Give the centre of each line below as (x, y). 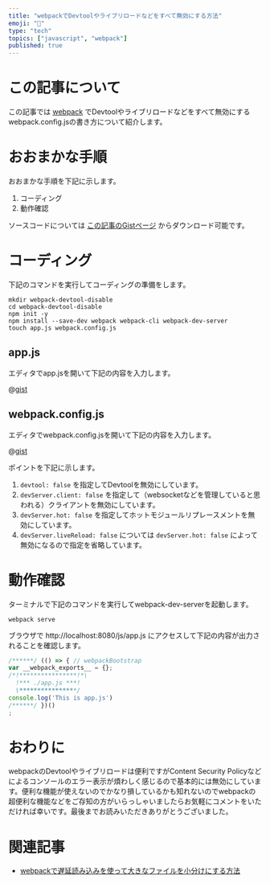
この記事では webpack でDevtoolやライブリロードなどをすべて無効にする (129, 112)
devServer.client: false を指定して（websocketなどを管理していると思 (140, 495)
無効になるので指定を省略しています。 (83, 544)
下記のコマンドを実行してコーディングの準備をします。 (99, 284)
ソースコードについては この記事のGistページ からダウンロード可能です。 (129, 225)
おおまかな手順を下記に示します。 (64, 181)
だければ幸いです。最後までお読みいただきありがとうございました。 (121, 811)
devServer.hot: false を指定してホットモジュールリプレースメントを (134, 515)
